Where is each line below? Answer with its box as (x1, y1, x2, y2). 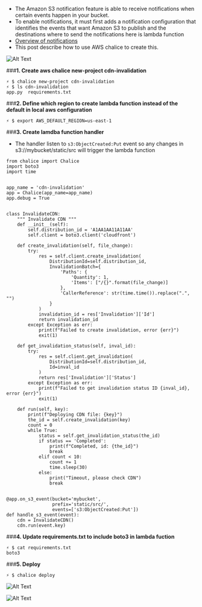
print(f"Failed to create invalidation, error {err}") (38, 327, 180, 333)
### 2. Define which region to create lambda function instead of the (6, 100, 178, 107)
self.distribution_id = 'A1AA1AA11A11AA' (28, 227, 134, 233)
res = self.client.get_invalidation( (38, 354, 134, 360)
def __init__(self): (17, 221, 69, 227)
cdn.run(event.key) (17, 523, 66, 529)
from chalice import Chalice (6, 158, 80, 164)
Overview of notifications (14, 37, 78, 44)
